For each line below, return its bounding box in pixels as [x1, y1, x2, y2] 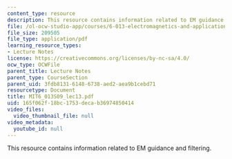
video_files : [7, 106, 45, 113]
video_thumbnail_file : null [13, 112, 95, 119]
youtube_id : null [13, 125, 64, 132]
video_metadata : [7, 118, 54, 126]
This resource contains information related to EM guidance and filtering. [7, 144, 212, 152]
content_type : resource [7, 10, 76, 17]
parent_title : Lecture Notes [7, 67, 91, 74]
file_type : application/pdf [7, 36, 88, 43]
